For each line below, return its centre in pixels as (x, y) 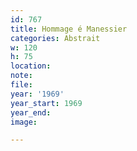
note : (21, 76)
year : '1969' (37, 94)
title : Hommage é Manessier (69, 29)
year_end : (31, 112)
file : (21, 85)
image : (24, 122)
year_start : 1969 (46, 103)
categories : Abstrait (55, 38)
